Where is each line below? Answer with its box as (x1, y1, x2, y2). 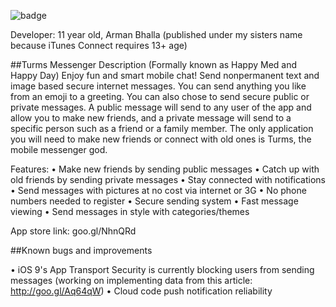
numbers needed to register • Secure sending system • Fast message (10, 195, 299, 207)
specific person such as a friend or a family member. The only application (10, 123, 314, 134)
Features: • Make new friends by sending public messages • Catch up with (10, 163, 320, 175)
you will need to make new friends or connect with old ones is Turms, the (10, 133, 312, 145)
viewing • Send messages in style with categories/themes (10, 206, 250, 217)
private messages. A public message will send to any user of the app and (10, 101, 312, 113)
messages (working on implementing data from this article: (10, 275, 253, 286)
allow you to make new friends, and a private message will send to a (10, 112, 292, 124)
